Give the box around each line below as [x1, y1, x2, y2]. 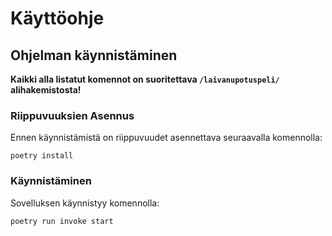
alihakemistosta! [10, 84, 82, 96]
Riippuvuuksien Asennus [10, 108, 135, 122]
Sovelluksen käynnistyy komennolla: [10, 197, 160, 209]
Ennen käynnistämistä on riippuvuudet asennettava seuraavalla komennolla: [10, 132, 323, 144]
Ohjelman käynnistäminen [10, 47, 178, 64]
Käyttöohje [10, 7, 105, 30]
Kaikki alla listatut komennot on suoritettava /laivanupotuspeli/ [10, 73, 280, 85]
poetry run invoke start [10, 216, 114, 226]
